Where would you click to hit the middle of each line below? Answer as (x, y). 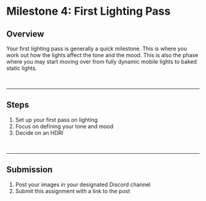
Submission (30, 170)
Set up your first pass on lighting (56, 119)
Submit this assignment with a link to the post (73, 191)
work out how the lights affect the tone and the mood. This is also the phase (102, 55)
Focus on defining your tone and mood (64, 126)
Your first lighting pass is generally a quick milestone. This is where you (97, 48)
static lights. (22, 68)
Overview (25, 34)
